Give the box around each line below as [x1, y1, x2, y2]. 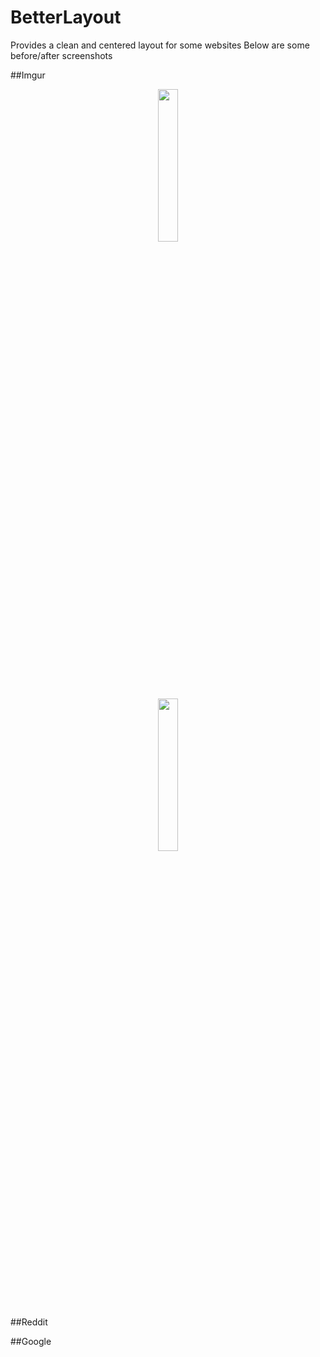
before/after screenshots [10, 49, 113, 61]
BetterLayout [10, 6, 122, 29]
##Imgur [10, 69, 46, 81]
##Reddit [10, 1316, 48, 1328]
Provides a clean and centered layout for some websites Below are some [10, 39, 310, 51]
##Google [10, 1335, 52, 1347]
